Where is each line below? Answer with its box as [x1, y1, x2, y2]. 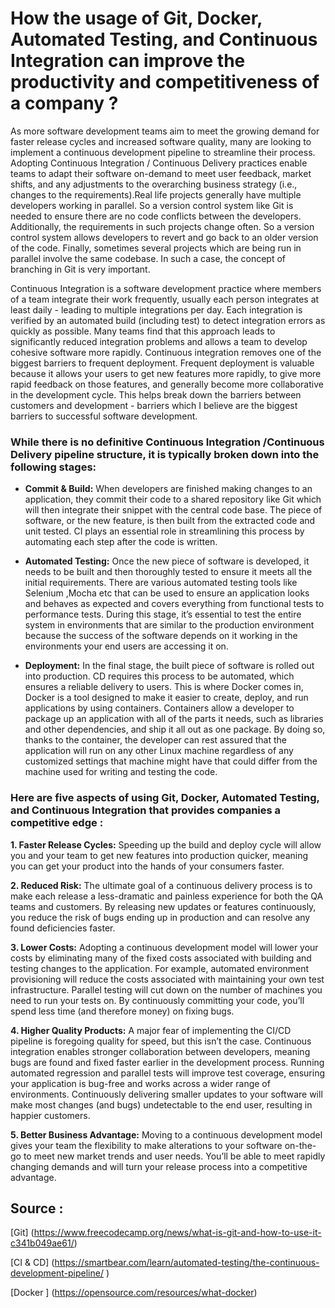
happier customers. [10, 1109, 91, 1121]
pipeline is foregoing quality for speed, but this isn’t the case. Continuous [10, 1035, 312, 1047]
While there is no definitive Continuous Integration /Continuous [10, 435, 325, 449]
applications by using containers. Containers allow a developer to [24, 702, 295, 714]
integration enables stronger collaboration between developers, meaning [10, 1045, 311, 1057]
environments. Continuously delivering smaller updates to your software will [10, 1088, 323, 1100]
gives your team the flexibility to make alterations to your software [10, 1139, 283, 1151]
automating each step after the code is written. [24, 536, 218, 548]
